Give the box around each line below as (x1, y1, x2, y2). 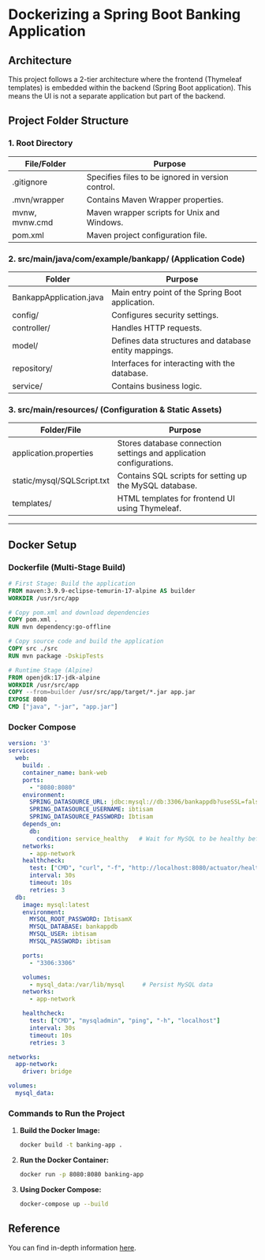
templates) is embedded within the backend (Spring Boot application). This (8, 83, 252, 92)
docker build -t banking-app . (19, 1141, 123, 1149)
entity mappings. (111, 345, 174, 356)
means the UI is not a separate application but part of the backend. (8, 91, 226, 100)
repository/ (12, 363, 53, 374)
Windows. (86, 217, 124, 228)
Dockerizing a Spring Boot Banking (8, 6, 241, 24)
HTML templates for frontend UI (117, 493, 235, 504)
